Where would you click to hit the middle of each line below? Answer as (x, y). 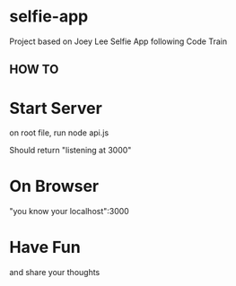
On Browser (54, 186)
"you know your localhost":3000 (70, 212)
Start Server (56, 108)
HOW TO (34, 69)
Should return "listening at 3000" (70, 151)
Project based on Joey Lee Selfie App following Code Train (118, 41)
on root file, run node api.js (59, 133)
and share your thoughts (55, 273)
